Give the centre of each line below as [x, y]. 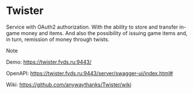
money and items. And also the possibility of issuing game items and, [104, 33]
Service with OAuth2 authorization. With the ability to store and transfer [92, 27]
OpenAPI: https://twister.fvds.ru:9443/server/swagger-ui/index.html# [90, 73]
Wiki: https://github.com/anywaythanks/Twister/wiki [69, 84]
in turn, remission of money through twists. [58, 39]
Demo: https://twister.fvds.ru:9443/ [49, 62]
